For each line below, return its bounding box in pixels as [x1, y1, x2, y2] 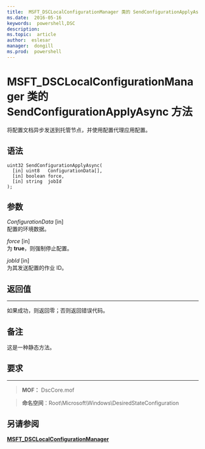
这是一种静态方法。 [7, 344, 55, 351]
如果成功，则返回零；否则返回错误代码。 [7, 307, 108, 314]
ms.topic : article [7, 32, 57, 38]
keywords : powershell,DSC [7, 20, 75, 26]
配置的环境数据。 [7, 225, 50, 233]
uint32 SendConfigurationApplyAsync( [7, 162, 103, 168]
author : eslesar [7, 37, 51, 43]
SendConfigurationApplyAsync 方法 [7, 105, 193, 119]
